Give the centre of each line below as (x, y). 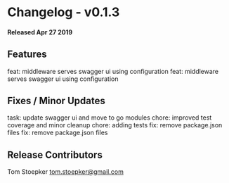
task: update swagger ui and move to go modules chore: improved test (110, 118)
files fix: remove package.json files (58, 133)
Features (27, 55)
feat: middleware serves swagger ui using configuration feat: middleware (113, 71)
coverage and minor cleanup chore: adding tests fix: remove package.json (115, 125)
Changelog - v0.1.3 (64, 12)
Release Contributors (55, 154)
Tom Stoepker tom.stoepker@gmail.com (66, 172)
